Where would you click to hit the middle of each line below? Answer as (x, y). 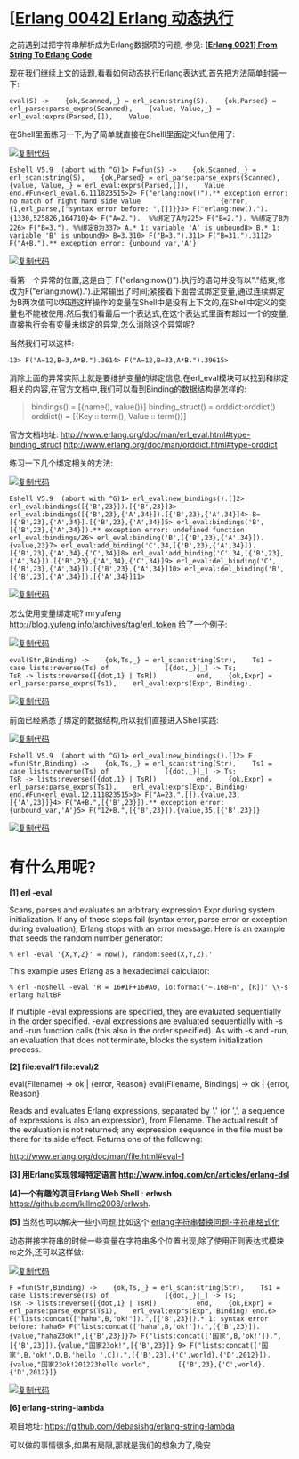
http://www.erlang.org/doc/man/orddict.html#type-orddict (170, 444)
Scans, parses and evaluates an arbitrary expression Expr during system (142, 910)
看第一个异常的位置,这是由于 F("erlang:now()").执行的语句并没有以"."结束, (144, 280)
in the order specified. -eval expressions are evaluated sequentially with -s (146, 1021)
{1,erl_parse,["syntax (51, 209)
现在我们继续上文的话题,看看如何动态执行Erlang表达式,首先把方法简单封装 (144, 73)
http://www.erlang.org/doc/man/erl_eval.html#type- (155, 434)
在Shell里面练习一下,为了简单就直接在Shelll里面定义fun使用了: (122, 134)
